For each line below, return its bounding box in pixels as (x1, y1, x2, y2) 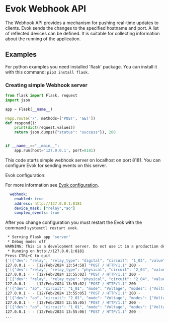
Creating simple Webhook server (5, 82, 88, 89)
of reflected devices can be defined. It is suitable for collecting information (5, 30, 160, 36)
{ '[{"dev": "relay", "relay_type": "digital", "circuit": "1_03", (5, 258, 147, 263)
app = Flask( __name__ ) (5, 107, 53, 112)
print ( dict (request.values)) (14, 125, 75, 130)
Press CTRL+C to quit (5, 253, 51, 258)
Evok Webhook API (5, 3, 87, 15)
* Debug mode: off (7, 239, 46, 245)
